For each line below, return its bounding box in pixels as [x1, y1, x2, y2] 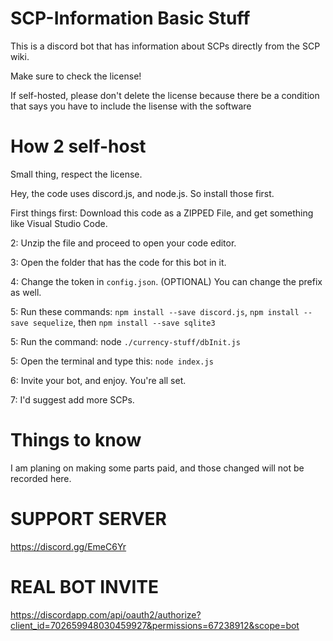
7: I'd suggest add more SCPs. [10, 393, 135, 406]
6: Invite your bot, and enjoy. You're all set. [10, 374, 187, 386]
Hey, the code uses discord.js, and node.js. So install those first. [10, 187, 275, 199]
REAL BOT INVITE [10, 575, 159, 598]
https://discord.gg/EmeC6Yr [10, 540, 127, 552]
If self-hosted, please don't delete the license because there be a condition [10, 89, 320, 101]
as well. [10, 286, 42, 298]
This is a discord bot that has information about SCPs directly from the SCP [10, 40, 321, 52]
